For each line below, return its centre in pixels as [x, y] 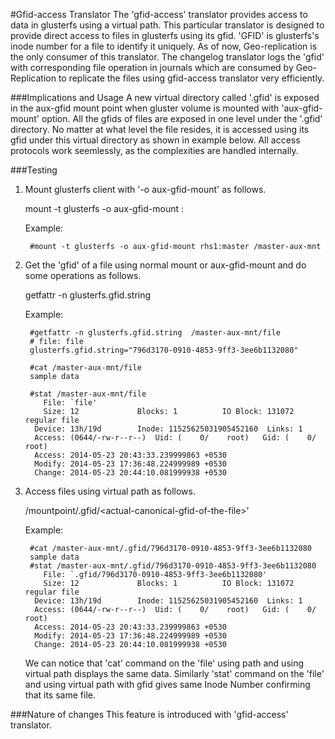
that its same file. [60, 695]
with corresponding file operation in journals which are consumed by [152, 67]
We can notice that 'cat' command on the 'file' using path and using [164, 663]
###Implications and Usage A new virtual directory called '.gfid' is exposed [165, 97]
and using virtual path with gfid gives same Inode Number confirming [167, 684]
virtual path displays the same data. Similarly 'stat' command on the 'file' [174, 673]
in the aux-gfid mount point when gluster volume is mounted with [145, 108]
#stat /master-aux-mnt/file [88, 394]
